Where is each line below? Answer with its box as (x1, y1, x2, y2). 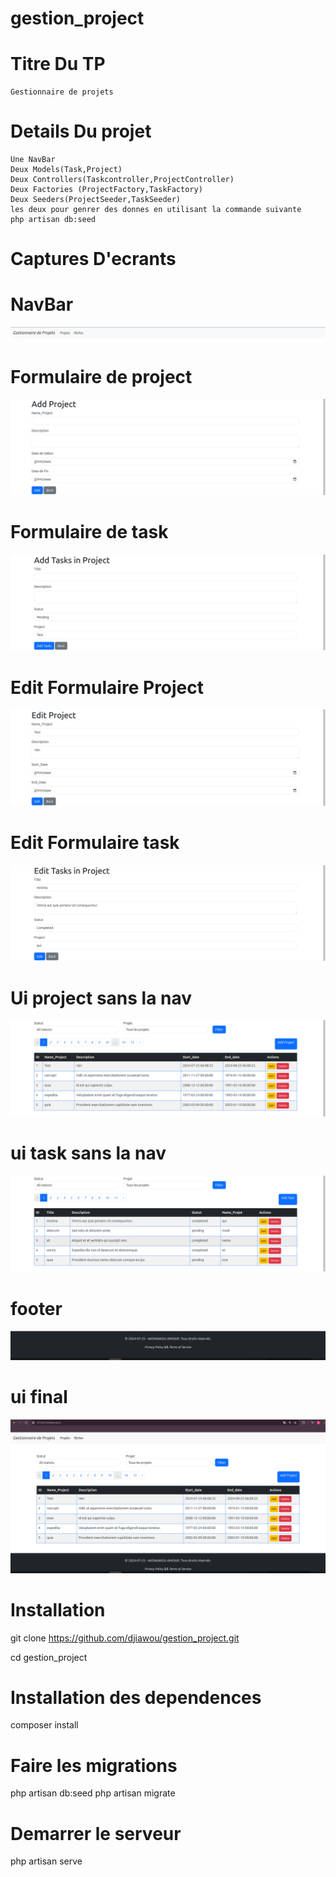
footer (10, 1297, 63, 1320)
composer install (10, 1719, 79, 1731)
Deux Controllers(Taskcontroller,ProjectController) (10, 175, 235, 185)
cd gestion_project (10, 1651, 88, 1663)
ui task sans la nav (10, 1142, 167, 1165)
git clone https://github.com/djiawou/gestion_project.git (10, 1632, 240, 1644)
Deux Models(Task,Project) (10, 165, 123, 175)
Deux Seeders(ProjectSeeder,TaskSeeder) (10, 195, 182, 205)
